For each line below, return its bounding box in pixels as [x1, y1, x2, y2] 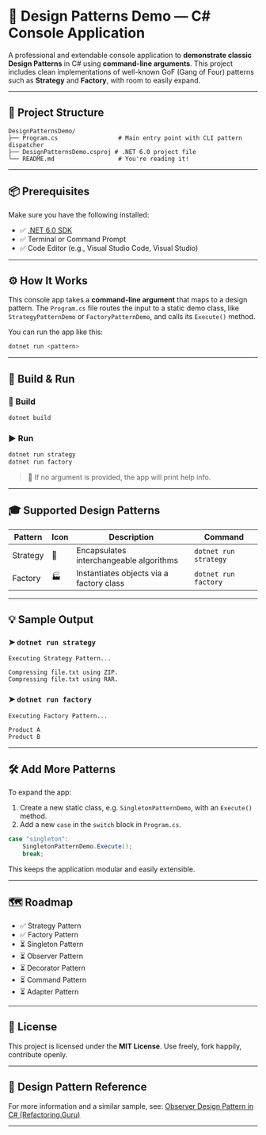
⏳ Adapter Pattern [19, 987, 79, 996]
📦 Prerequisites [8, 185, 90, 198]
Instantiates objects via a [76, 567, 169, 579]
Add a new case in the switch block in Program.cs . [19, 820, 182, 829]
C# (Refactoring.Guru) [8, 1110, 81, 1119]
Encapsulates [76, 544, 127, 556]
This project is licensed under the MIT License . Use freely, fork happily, [8, 1041, 242, 1051]
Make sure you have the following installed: [8, 210, 150, 219]
